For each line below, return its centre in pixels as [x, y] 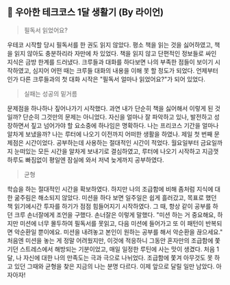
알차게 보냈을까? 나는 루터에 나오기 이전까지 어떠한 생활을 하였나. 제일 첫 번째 [110, 134]
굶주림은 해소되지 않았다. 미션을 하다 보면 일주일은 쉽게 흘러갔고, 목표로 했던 [115, 197]
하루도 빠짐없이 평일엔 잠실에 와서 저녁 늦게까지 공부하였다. [86, 159]
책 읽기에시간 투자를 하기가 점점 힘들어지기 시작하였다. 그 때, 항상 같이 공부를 [109, 206]
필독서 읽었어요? [46, 30]
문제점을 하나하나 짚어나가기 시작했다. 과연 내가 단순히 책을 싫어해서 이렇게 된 [110, 108]
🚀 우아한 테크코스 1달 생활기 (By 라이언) [86, 12]
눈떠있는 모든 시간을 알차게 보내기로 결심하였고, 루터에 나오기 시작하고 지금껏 [116, 151]
